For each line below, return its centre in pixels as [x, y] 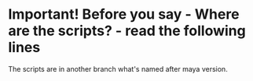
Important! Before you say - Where [124, 14]
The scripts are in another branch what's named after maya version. [118, 69]
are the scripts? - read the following [127, 31]
